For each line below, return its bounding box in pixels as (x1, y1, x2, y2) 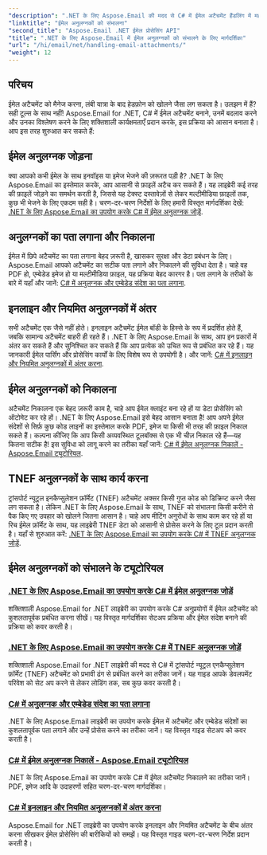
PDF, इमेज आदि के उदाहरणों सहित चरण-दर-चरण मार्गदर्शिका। (8, 782, 167, 791)
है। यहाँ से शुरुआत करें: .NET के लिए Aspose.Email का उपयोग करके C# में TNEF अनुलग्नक (8, 529, 256, 539)
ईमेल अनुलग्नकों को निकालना (8, 382, 117, 396)
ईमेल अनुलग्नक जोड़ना (8, 150, 93, 163)
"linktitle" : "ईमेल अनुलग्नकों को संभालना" (8, 19, 128, 27)
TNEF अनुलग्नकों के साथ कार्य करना (8, 472, 149, 486)
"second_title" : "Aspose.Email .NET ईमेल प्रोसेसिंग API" (8, 26, 181, 34)
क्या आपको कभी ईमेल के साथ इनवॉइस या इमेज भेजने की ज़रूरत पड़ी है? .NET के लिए (8, 171, 223, 180)
